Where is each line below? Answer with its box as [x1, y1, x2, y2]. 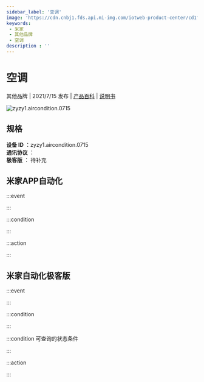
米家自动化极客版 [6, 271, 70, 281]
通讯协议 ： [6, 149, 35, 156]
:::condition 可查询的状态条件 [6, 335, 79, 342]
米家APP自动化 [6, 176, 63, 186]
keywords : [6, 20, 32, 26]
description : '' [6, 43, 50, 49]
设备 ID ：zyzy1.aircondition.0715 [6, 141, 89, 148]
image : [6, 15, 23, 21]
